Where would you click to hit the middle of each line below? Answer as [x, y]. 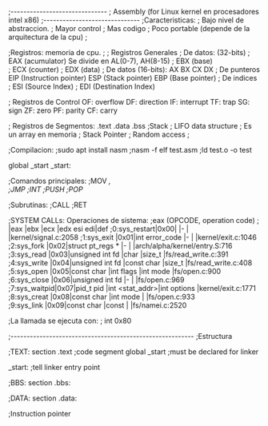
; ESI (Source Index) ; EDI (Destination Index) [82, 86]
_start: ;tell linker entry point [54, 367]
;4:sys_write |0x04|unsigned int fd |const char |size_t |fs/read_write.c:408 [130, 263]
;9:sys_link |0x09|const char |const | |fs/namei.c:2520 [98, 305]
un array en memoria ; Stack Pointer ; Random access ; [99, 134]
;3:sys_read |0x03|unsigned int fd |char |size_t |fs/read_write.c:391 [118, 254]
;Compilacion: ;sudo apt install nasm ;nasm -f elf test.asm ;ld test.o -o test [130, 150]
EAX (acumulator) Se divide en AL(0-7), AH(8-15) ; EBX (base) [111, 61]
